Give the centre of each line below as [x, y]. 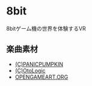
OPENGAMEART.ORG [41, 77]
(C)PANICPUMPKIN [39, 64]
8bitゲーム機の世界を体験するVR [46, 28]
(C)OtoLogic [30, 70]
